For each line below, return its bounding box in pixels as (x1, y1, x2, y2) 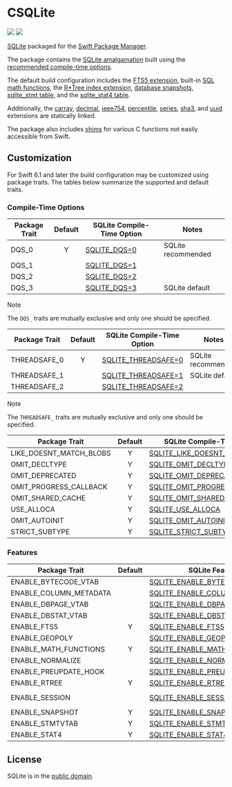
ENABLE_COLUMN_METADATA (10, 589, 112, 598)
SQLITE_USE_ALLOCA (148, 504, 221, 514)
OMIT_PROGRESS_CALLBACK (10, 482, 108, 492)
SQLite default (163, 283, 211, 293)
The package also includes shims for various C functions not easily (7, 124, 198, 133)
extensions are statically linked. (7, 111, 97, 120)
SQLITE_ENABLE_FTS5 (149, 622, 225, 632)
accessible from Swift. (7, 132, 71, 140)
